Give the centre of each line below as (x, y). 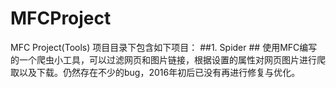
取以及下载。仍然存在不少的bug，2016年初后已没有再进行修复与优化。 (155, 72)
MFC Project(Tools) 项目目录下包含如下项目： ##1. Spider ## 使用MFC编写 (164, 47)
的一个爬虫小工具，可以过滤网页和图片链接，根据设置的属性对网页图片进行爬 (168, 59)
